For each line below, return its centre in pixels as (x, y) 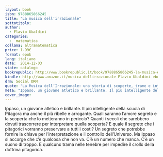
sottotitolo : (18, 23)
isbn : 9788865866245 (26, 14)
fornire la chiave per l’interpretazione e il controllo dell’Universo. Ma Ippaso (80, 134)
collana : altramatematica (31, 45)
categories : (17, 37)
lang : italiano (20, 59)
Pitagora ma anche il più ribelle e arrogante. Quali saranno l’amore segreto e (81, 114)
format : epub (18, 54)
